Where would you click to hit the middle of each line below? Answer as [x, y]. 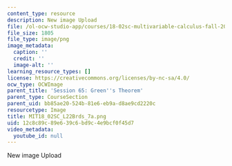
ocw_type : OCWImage [35, 84]
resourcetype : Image [37, 110]
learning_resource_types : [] [49, 71]
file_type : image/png [38, 39]
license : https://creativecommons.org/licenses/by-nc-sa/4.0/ [98, 78]
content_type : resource [41, 13]
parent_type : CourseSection [48, 98]
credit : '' [29, 59]
